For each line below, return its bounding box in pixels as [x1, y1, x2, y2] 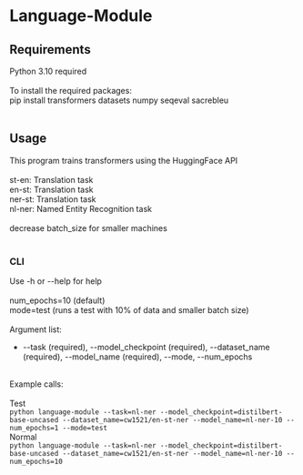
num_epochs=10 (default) [9, 295, 106, 306]
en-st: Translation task [9, 184, 94, 195]
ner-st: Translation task [9, 193, 96, 205]
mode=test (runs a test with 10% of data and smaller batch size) [9, 305, 249, 316]
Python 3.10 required [9, 66, 87, 76]
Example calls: [9, 379, 64, 389]
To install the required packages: [9, 86, 132, 96]
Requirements [9, 42, 91, 57]
